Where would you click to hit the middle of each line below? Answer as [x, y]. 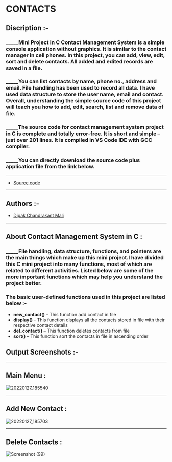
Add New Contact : [36, 409]
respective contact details [40, 325]
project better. [24, 283]
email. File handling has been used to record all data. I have [80, 88]
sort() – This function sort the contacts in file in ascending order [81, 336]
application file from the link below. [50, 167]
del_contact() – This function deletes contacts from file [71, 331]
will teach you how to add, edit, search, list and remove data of [85, 107]
